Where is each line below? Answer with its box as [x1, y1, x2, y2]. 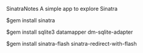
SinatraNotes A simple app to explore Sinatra [6, 5, 118, 12]
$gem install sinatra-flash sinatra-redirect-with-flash [6, 40, 137, 47]
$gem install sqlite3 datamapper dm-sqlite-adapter [6, 28, 133, 36]
